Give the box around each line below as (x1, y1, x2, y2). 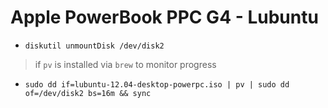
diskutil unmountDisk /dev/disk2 (24, 41, 165, 51)
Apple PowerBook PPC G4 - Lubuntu (10, 6, 319, 29)
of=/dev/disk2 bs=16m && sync (24, 88, 152, 98)
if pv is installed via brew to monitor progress (34, 58, 217, 70)
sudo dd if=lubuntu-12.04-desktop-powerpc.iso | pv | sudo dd (24, 79, 290, 90)
